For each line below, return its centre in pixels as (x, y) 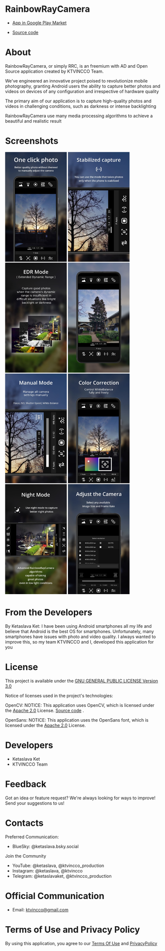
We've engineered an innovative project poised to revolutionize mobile (76, 81)
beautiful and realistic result (33, 121)
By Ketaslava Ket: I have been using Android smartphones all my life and (78, 626)
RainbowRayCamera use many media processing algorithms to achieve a (79, 116)
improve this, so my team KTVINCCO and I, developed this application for (80, 642)
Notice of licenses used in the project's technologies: (59, 695)
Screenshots (32, 141)
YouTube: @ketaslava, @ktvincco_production (58, 865)
